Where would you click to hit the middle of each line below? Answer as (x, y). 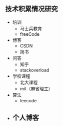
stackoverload (34, 70)
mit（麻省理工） (36, 88)
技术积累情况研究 (31, 9)
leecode (28, 100)
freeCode (30, 34)
